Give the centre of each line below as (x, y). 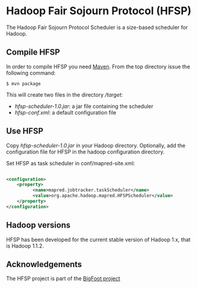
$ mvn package (24, 84)
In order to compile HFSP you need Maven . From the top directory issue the (98, 66)
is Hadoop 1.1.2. (25, 246)
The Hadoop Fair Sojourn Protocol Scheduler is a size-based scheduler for (97, 27)
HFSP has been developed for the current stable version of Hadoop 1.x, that (98, 239)
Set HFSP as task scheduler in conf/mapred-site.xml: (71, 163)
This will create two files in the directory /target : (64, 95)
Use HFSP (25, 131)
